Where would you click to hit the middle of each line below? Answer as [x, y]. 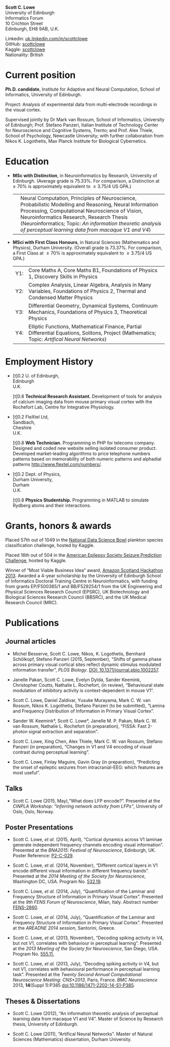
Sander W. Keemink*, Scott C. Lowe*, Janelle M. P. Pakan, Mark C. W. [85, 721]
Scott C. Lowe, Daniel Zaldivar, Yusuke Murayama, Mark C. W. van [81, 700]
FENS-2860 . [26, 907]
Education [27, 162]
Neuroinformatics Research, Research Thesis [74, 217]
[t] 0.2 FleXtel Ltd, [31, 416]
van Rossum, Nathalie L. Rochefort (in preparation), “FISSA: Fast [79, 726]
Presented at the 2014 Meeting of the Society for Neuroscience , [79, 876]
